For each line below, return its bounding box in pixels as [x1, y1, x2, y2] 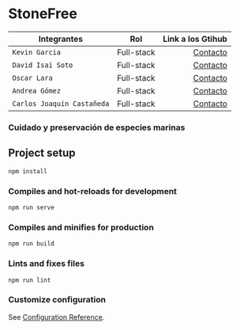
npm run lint [8, 276, 51, 284]
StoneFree [8, 5, 77, 23]
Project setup [8, 146, 77, 160]
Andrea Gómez [12, 86, 62, 95]
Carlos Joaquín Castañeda [12, 99, 110, 108]
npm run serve [8, 203, 55, 211]
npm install [8, 167, 47, 175]
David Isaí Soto [12, 60, 73, 70]
